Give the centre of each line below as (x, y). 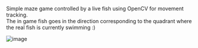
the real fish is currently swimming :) (51, 27)
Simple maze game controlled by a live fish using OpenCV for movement (95, 9)
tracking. (17, 15)
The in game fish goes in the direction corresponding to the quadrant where (99, 21)
